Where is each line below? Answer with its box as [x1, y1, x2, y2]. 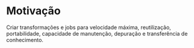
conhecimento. [6, 36, 44, 43]
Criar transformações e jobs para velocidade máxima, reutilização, [6, 24, 172, 31]
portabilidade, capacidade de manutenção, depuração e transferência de [6, 30, 188, 37]
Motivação [6, 4, 61, 18]
